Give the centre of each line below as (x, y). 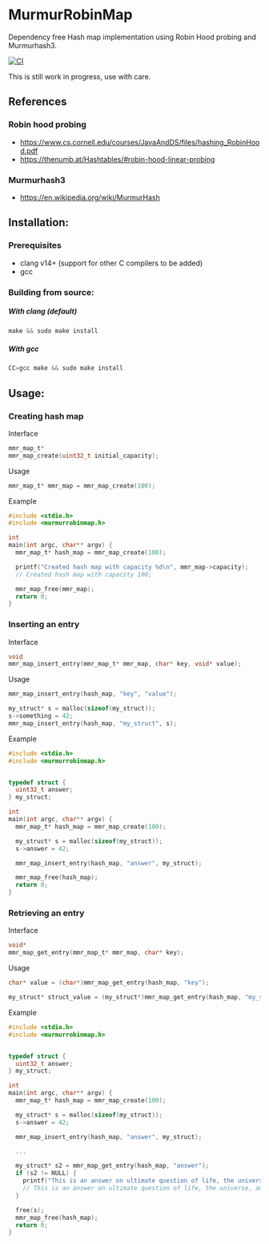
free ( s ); (30, 1210)
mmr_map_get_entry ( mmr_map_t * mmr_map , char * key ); (96, 953)
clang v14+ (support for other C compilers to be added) (111, 263)
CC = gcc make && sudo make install (66, 368)
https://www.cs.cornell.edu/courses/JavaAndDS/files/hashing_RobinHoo (140, 142)
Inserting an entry (44, 625)
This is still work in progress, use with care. (80, 76)
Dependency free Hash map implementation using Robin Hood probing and (132, 37)
